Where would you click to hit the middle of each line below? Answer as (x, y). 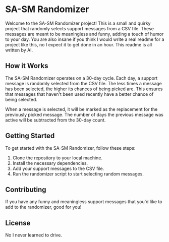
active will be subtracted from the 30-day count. (55, 120)
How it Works (27, 66)
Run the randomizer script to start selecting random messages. (78, 174)
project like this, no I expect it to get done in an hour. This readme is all (79, 44)
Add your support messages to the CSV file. (58, 168)
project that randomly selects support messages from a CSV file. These (79, 28)
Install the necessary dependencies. (50, 163)
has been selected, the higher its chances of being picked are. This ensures (84, 89)
